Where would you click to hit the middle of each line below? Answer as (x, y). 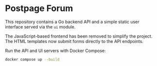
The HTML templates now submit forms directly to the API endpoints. (74, 41)
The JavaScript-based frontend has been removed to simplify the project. (79, 36)
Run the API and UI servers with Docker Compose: (55, 51)
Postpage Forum (39, 8)
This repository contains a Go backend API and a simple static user (72, 22)
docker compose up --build (32, 59)
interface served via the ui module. (40, 26)
